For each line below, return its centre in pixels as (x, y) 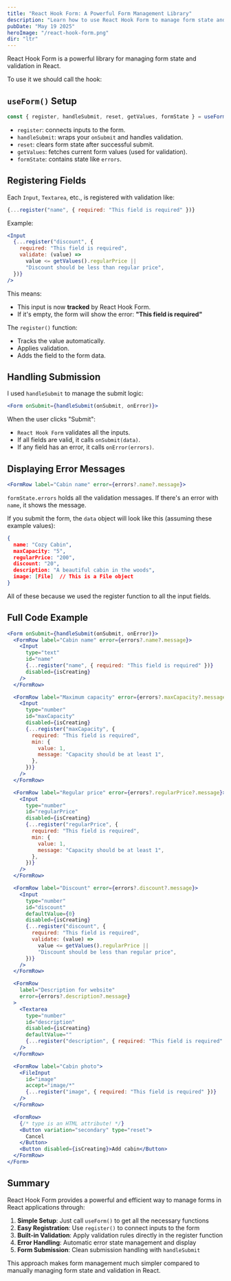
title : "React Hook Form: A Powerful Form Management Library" (100, 13)
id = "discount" (46, 907)
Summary (29, 1183)
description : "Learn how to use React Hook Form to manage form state (110, 20)
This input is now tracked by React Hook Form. (84, 307)
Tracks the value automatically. (61, 340)
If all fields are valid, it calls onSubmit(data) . (79, 440)
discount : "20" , (36, 564)
